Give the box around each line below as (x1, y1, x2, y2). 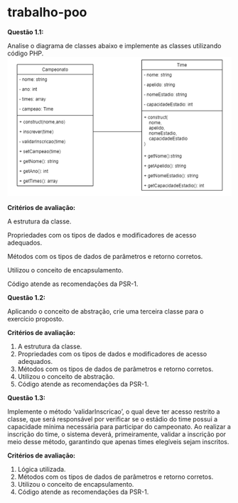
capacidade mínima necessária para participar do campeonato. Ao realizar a (7, 422, 231, 431)
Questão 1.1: (7, 28, 44, 36)
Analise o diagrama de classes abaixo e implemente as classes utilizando (7, 41, 222, 50)
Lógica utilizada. (17, 465, 66, 473)
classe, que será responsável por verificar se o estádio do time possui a (7, 414, 218, 423)
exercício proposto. (7, 314, 64, 323)
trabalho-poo (7, 4, 87, 21)
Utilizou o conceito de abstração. (17, 372, 115, 380)
